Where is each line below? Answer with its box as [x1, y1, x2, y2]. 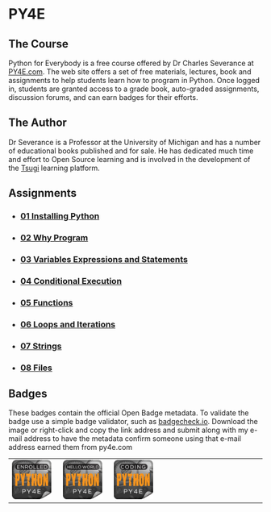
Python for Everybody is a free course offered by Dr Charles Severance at [8, 58, 254, 68]
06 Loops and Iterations [19, 318, 116, 330]
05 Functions [19, 297, 73, 308]
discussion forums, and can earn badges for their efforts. [8, 93, 198, 102]
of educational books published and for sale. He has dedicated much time [8, 146, 254, 156]
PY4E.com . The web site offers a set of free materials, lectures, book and [8, 67, 252, 77]
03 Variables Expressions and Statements [19, 253, 188, 264]
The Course [8, 37, 69, 51]
